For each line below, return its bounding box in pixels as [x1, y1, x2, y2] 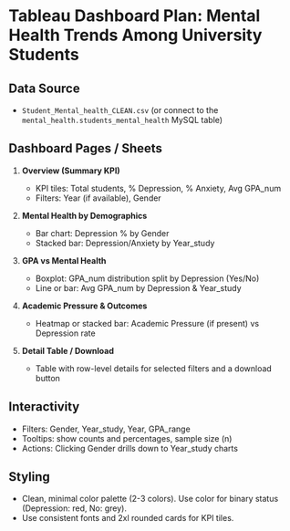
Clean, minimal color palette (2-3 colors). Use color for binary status [21, 494, 279, 505]
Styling [8, 469, 51, 484]
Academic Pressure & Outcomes [21, 300, 148, 311]
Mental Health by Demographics [21, 210, 148, 221]
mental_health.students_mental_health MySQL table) [21, 115, 223, 125]
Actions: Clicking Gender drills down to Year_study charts [21, 442, 239, 453]
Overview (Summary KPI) [21, 165, 120, 176]
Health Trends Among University [8, 25, 263, 46]
